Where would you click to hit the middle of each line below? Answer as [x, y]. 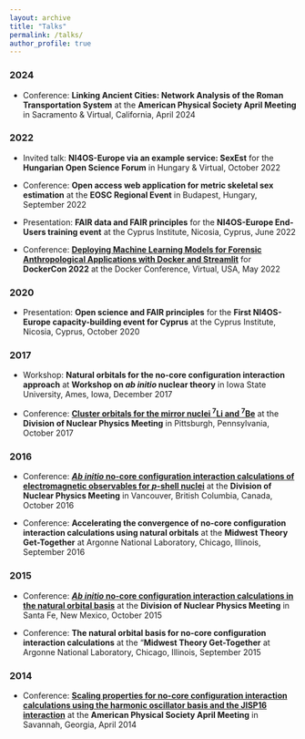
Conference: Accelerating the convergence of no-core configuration [154, 523]
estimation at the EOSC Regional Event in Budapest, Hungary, [140, 195]
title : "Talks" [38, 26]
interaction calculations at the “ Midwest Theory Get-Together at [146, 642]
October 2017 [48, 433]
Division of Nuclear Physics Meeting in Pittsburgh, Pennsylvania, [146, 424]
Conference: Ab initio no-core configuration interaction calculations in [158, 595]
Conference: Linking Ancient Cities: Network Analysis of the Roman [153, 95]
